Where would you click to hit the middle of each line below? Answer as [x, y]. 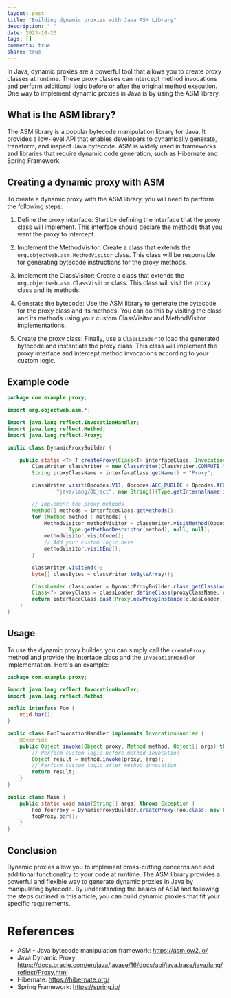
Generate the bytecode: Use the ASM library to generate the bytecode [117, 303]
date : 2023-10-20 [32, 33]
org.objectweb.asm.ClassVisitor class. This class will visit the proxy [114, 282]
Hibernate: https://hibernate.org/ [63, 979]
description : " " [32, 26]
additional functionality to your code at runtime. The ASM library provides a [114, 874]
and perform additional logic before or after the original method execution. [112, 86]
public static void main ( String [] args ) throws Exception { [107, 803]
